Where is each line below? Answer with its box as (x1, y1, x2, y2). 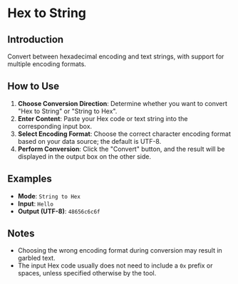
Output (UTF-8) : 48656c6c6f (17, 206, 101, 215)
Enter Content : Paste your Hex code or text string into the (17, 114, 188, 122)
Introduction (7, 33, 64, 46)
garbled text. (17, 254, 56, 263)
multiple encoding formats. (7, 60, 87, 68)
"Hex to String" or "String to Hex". (17, 107, 118, 115)
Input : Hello (17, 199, 53, 208)
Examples (7, 173, 52, 185)
